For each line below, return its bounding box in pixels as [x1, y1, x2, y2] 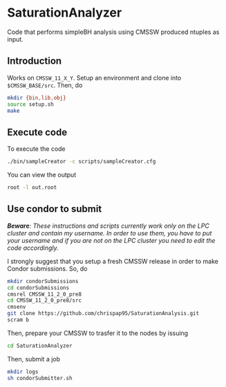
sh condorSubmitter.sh [7, 375, 73, 381]
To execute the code [7, 145, 66, 153]
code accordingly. [7, 244, 59, 252]
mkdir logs [7, 368, 39, 375]
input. [7, 35, 24, 43]
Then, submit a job [7, 354, 61, 363]
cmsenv [7, 303, 26, 311]
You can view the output [7, 171, 77, 179]
